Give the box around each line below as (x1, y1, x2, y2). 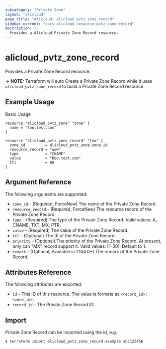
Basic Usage (5, 111, 31, 117)
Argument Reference (5, 178, 72, 186)
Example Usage (5, 98, 55, 106)
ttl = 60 (9, 160, 55, 165)
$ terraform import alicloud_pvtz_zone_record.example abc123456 (5, 339, 143, 344)
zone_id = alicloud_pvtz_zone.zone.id (9, 143, 108, 148)
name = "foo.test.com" (9, 125, 57, 130)
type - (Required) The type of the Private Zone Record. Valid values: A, (12, 216, 158, 222)
